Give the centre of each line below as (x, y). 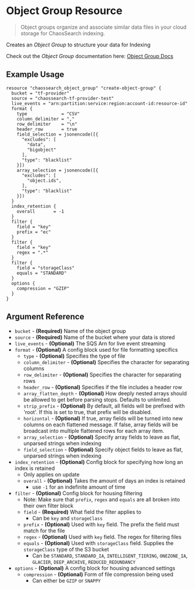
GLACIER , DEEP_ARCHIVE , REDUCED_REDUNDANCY (84, 561)
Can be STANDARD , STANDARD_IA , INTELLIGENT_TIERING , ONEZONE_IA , (110, 556)
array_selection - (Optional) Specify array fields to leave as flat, (102, 437)
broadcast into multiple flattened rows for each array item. (94, 430)
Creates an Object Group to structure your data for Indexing (78, 45)
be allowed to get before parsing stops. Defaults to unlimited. (97, 399)
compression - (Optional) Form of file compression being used (98, 574)
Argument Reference (45, 317)
